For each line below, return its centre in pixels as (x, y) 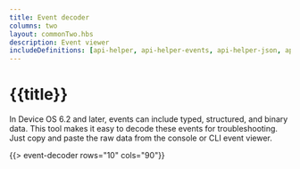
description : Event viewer (59, 42)
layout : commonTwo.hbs (51, 34)
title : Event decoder (50, 17)
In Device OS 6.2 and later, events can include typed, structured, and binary (149, 119)
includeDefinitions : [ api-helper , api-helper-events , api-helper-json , (145, 51)
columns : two (33, 26)
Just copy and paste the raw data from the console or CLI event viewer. (141, 138)
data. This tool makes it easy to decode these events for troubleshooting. (144, 129)
